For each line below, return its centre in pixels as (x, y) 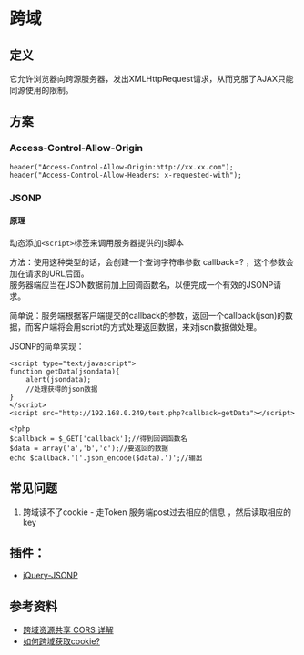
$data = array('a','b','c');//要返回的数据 (89, 448)
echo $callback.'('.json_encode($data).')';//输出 (106, 458)
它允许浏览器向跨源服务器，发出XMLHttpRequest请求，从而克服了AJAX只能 (152, 79)
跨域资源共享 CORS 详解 (68, 630)
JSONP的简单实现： (47, 346)
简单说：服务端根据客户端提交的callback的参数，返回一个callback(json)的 (147, 315)
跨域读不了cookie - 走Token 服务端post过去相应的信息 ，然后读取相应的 (157, 512)
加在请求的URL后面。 (49, 273)
